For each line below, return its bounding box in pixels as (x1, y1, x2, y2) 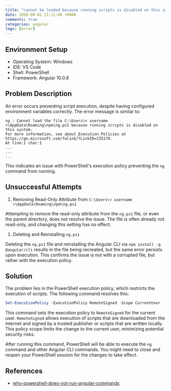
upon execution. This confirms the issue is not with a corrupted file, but (5, 252, 155, 258)
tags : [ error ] (5, 26, 36, 31)
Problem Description (5, 89, 72, 98)
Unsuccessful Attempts (5, 183, 82, 191)
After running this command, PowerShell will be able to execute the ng (5, 341, 152, 347)
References (5, 367, 43, 375)
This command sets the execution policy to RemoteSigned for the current (5, 310, 156, 316)
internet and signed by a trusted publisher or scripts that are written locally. (5, 320, 163, 327)
